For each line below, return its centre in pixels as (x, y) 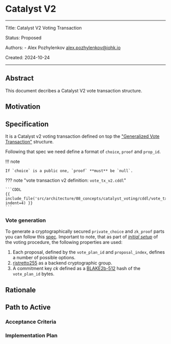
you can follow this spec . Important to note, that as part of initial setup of (82, 237)
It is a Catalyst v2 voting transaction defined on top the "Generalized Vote (82, 136)
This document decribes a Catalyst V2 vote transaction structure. (74, 90)
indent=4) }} (19, 203)
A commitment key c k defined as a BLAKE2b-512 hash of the (77, 268)
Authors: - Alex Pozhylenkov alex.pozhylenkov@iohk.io (63, 47)
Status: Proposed (23, 38)
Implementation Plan (31, 335)
